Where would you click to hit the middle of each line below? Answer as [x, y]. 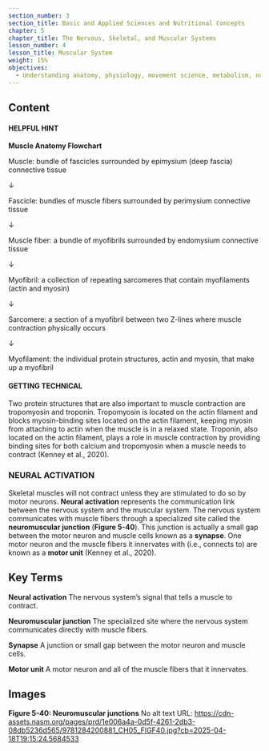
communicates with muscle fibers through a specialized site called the [124, 518]
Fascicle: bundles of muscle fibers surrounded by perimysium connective [129, 201]
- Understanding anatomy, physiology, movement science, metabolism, [134, 75]
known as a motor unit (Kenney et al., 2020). [82, 552]
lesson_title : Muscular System [60, 53]
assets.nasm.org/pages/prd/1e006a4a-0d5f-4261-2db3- [102, 722]
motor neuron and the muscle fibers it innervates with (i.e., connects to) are [133, 544]
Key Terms [36, 578]
